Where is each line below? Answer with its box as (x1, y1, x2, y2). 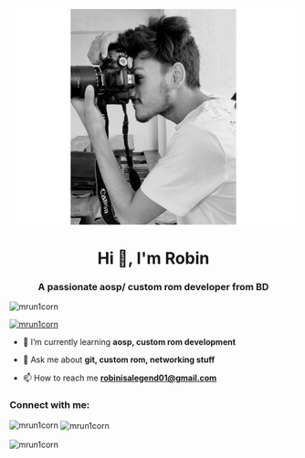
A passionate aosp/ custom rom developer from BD (37, 281, 269, 294)
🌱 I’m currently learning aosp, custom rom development (22, 337, 236, 348)
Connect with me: (9, 399, 90, 411)
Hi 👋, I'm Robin (97, 248, 210, 269)
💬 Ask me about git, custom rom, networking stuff (22, 354, 216, 365)
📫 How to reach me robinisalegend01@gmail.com (22, 372, 217, 383)
